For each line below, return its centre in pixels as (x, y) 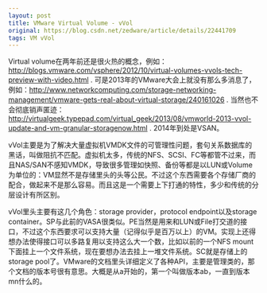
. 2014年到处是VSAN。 (187, 128)
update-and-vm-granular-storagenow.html (78, 128)
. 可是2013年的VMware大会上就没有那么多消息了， (173, 80)
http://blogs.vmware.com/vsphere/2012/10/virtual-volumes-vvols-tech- (126, 70)
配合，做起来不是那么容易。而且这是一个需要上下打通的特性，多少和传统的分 (133, 185)
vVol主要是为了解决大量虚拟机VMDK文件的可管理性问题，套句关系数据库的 (130, 145)
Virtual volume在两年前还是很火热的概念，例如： (87, 61)
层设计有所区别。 (36, 195)
